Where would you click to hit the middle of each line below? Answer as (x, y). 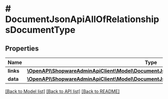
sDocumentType (40, 30)
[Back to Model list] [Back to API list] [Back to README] (62, 91)
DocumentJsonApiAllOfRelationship (82, 19)
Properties (22, 48)
